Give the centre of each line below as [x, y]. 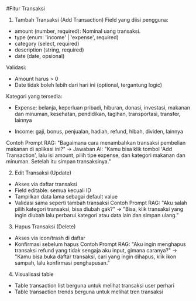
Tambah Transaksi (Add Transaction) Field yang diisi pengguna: [91, 20]
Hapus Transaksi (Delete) [45, 227]
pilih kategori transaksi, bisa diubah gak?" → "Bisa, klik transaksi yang [99, 209]
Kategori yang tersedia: [34, 96]
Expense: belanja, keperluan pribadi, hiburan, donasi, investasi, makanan [102, 107]
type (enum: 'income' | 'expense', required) [66, 37]
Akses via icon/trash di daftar [50, 238]
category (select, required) [47, 44]
